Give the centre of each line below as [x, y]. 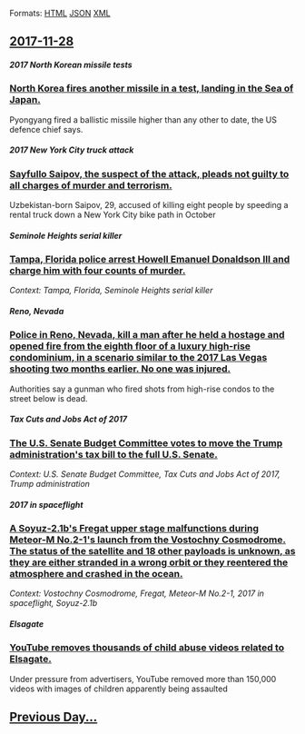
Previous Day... [54, 717]
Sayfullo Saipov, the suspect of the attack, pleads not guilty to [149, 174]
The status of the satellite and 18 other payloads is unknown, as [152, 551]
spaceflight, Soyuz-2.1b [54, 603]
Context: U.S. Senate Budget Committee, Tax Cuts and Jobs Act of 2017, [145, 474]
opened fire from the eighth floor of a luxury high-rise [130, 346]
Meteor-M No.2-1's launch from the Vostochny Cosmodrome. [148, 540]
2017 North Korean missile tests [71, 64]
